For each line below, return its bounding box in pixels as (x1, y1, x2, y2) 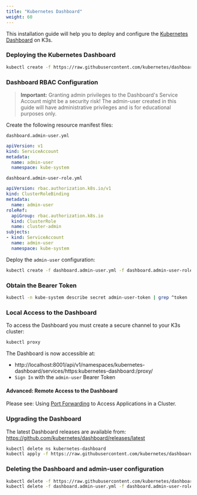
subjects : (6, 229, 30, 235)
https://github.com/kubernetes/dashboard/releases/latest (6, 434, 145, 441)
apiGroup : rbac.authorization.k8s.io (11, 213, 104, 219)
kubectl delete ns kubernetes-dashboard (6, 446, 107, 452)
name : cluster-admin (11, 224, 62, 230)
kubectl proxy (6, 339, 41, 346)
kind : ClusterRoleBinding (6, 191, 69, 197)
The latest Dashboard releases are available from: (6, 428, 126, 435)
